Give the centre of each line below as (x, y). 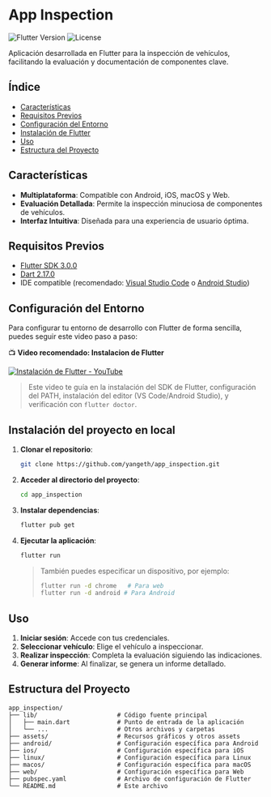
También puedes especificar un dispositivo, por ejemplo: (135, 571)
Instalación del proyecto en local (92, 430)
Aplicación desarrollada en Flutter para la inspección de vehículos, (119, 53)
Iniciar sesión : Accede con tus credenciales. (95, 638)
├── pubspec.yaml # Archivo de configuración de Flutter (130, 779)
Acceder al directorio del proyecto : (80, 479)
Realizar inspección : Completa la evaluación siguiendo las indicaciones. (141, 655)
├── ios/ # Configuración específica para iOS (126, 750)
